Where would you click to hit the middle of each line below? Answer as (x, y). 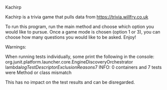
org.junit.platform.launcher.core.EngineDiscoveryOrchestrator (69, 62)
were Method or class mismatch (38, 72)
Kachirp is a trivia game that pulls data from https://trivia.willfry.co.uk (77, 17)
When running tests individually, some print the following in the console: (80, 56)
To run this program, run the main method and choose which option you (80, 26)
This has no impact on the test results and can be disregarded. (70, 82)
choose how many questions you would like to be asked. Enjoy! (71, 37)
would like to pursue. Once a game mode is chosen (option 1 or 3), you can (83, 32)
